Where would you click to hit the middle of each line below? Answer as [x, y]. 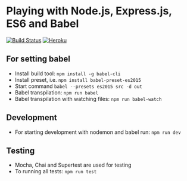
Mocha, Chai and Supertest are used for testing [73, 165]
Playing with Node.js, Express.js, [89, 11]
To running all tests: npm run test [56, 171]
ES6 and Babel [43, 24]
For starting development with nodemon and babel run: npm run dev [98, 132]
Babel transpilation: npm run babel [57, 92]
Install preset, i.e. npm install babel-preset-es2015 [78, 79]
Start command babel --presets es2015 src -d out [79, 86]
